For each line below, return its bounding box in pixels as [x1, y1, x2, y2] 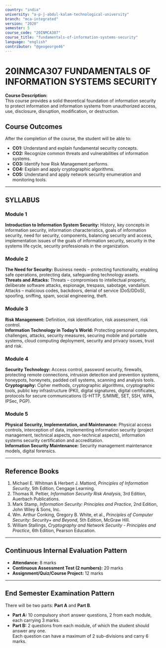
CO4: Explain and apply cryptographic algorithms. [12, 166, 115, 172]
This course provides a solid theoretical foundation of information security [5, 98, 156, 104]
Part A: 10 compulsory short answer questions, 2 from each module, [12, 612, 152, 618]
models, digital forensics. [5, 448, 56, 454]
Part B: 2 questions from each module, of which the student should [12, 622, 150, 628]
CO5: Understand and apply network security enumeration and [12, 171, 141, 177]
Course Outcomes [5, 122, 63, 131]
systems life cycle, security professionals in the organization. [5, 243, 129, 249]
